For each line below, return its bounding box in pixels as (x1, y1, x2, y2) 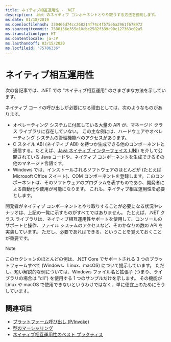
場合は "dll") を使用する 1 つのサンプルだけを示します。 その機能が (22, 275, 162, 281)
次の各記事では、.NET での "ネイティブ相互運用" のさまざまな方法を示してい (5, 87, 166, 93)
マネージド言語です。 (21, 160, 66, 166)
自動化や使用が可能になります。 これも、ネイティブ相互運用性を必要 (21, 185, 165, 192)
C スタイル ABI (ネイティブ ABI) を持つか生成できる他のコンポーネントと (12, 141, 165, 147)
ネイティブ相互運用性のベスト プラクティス (12, 331, 104, 338)
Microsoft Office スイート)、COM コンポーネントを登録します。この (12, 173, 156, 179)
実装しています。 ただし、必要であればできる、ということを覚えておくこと (5, 228, 162, 234)
